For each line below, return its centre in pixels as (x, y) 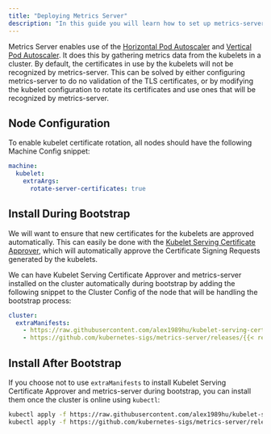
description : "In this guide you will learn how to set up (110, 23)
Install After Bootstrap (65, 363)
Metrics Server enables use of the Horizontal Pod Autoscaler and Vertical (130, 46)
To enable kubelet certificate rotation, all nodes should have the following (130, 143)
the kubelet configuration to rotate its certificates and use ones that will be (132, 89)
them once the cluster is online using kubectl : (84, 399)
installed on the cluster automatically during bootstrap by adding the (122, 283)
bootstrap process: (40, 301)
